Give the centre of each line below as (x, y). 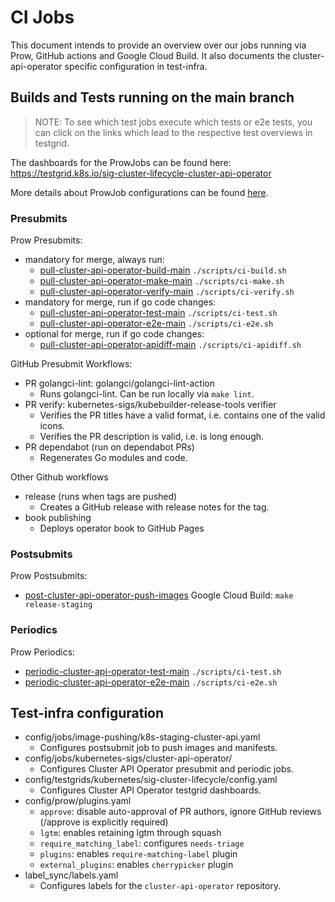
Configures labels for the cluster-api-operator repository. (160, 886)
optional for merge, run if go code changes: (114, 334)
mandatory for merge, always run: (94, 260)
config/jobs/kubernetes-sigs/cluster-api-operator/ (128, 758)
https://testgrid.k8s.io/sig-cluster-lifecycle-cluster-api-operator (141, 173)
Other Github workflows (59, 477)
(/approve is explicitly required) (104, 822)
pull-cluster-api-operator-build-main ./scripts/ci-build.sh (163, 270)
